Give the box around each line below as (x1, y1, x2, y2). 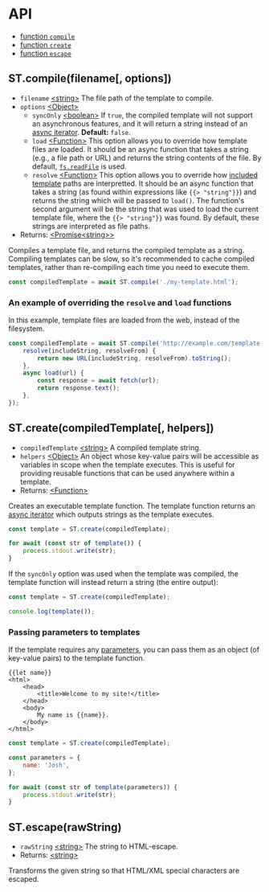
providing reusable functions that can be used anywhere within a (19, 468, 235, 478)
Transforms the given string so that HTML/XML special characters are (8, 865, 240, 876)
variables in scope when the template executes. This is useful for (19, 460, 235, 469)
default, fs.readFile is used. (31, 162, 127, 171)
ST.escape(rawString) (8, 820, 122, 834)
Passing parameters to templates (8, 626, 141, 637)
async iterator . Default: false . (31, 127, 131, 137)
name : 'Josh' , (22, 761, 70, 769)
